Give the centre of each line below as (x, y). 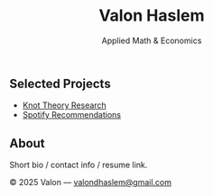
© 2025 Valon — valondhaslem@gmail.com (90, 183)
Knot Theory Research (64, 105)
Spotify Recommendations (72, 115)
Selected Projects (60, 83)
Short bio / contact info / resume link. (79, 165)
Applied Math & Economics (152, 40)
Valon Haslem (152, 16)
